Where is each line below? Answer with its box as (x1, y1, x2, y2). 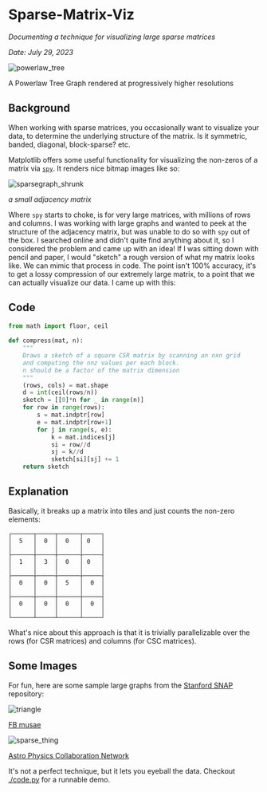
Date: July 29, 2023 (8, 47, 74, 57)
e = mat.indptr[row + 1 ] (37, 418, 112, 426)
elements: (8, 514, 41, 524)
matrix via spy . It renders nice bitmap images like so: (8, 164, 180, 173)
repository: (8, 688, 45, 699)
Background (8, 101, 70, 115)
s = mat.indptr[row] (37, 411, 105, 420)
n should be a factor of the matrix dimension (22, 366, 180, 374)
